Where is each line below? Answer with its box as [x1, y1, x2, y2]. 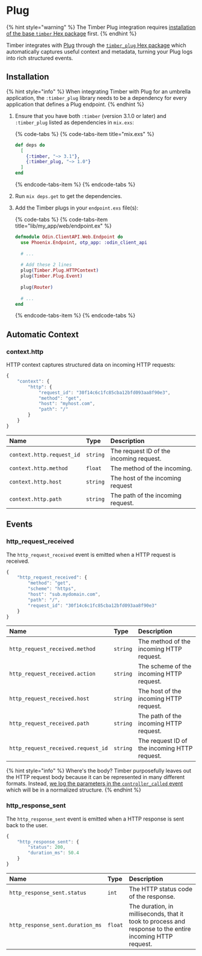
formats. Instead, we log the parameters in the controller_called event [6, 780, 183, 787]
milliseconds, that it [129, 910, 184, 918]
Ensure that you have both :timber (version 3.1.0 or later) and [14, 112, 167, 119]
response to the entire [129, 925, 191, 933]
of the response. [129, 892, 176, 901]
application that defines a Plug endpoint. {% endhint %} [6, 101, 144, 108]
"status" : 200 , [28, 844, 66, 851]
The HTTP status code [129, 884, 192, 893]
